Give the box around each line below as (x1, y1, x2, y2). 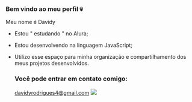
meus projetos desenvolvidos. (14, 59, 89, 67)
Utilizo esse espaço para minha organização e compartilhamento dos (14, 53, 187, 61)
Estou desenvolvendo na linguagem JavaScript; (14, 41, 133, 49)
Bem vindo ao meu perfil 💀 (5, 5, 84, 13)
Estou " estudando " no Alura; (14, 30, 88, 37)
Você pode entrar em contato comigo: (14, 74, 128, 83)
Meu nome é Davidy (5, 19, 55, 26)
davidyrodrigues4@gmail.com (14, 89, 90, 96)
